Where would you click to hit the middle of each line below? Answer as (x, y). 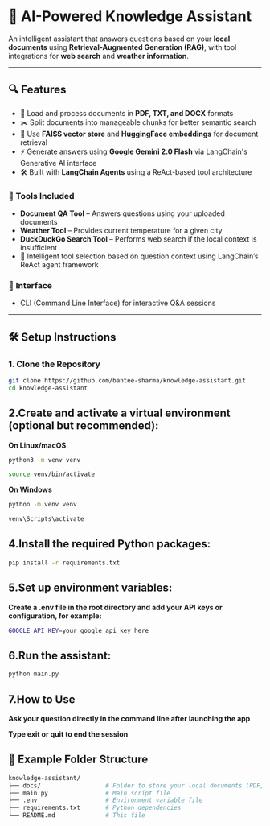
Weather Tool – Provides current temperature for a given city (121, 231)
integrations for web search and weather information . (98, 56)
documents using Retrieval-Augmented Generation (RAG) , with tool (123, 47)
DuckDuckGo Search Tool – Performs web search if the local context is (138, 239)
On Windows (30, 489)
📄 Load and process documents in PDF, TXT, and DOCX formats (127, 113)
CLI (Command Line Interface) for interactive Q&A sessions (118, 303)
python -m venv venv (43, 505)
